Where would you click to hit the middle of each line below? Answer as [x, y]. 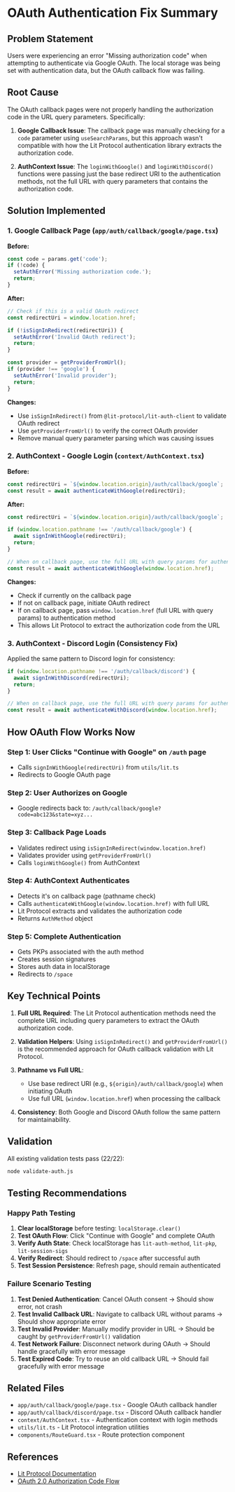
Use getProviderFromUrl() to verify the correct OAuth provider [107, 430]
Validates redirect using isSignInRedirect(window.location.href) [112, 848]
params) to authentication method [66, 618]
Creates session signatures [57, 959]
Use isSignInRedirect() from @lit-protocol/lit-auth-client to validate [122, 416]
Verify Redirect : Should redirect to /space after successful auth [109, 1258]
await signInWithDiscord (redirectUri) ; [72, 678]
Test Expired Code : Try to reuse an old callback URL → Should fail [113, 1359]
